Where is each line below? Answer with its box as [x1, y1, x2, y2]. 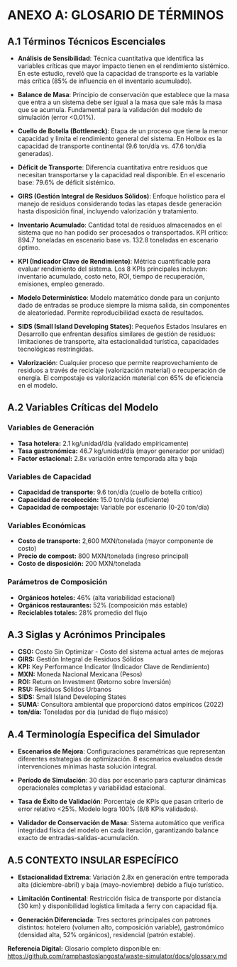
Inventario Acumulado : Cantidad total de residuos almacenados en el [17, 220, 222, 229]
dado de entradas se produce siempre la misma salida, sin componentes [17, 301, 231, 309]
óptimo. [17, 243, 40, 252]
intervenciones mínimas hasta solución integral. [17, 762, 158, 771]
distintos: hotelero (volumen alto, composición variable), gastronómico [17, 923, 224, 932]
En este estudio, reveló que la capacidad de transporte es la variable [17, 69, 219, 77]
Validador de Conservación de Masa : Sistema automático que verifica [17, 819, 225, 827]
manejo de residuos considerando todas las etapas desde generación [17, 199, 222, 208]
